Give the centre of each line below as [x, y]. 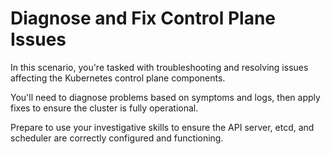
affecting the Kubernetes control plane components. [118, 78]
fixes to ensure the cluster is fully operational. [104, 108]
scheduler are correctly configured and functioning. [117, 138]
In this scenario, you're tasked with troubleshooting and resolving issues [159, 67]
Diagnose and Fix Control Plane [143, 18]
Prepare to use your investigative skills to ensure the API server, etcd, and [162, 127]
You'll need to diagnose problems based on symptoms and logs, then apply [165, 97]
